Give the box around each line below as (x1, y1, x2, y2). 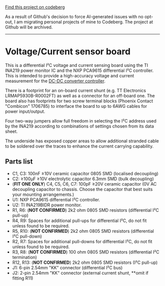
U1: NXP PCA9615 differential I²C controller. (12, 196, 101, 202)
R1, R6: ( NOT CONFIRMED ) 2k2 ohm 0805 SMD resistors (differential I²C (12, 207, 159, 213)
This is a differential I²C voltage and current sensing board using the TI (5, 62, 148, 68)
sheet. (5, 128, 18, 134)
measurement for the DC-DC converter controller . (5, 78, 106, 84)
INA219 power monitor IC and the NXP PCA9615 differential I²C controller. (5, 67, 154, 73)
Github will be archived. (5, 24, 53, 30)
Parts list (5, 158, 33, 166)
